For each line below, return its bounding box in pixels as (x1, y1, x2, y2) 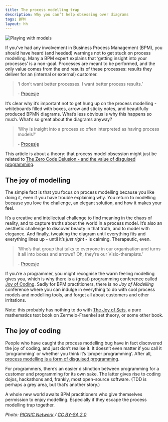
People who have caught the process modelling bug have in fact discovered (5, 340, 162, 346)
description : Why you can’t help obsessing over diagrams (5, 12, 129, 17)
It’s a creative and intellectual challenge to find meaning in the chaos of (5, 215, 152, 221)
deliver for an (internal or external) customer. (5, 71, 98, 78)
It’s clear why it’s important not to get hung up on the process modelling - (5, 101, 157, 107)
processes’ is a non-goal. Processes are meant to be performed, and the (5, 61, 155, 67)
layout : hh (5, 21, 28, 27)
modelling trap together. (5, 401, 55, 408)
